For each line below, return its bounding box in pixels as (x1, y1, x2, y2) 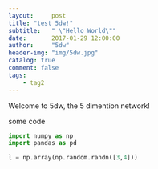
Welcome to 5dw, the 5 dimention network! (8, 101, 150, 111)
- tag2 (22, 78, 45, 87)
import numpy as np (8, 131, 74, 140)
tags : (8, 71, 26, 79)
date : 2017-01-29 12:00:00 (8, 34, 120, 42)
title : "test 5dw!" (8, 19, 74, 27)
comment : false (8, 64, 59, 72)
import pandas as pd (8, 139, 78, 147)
